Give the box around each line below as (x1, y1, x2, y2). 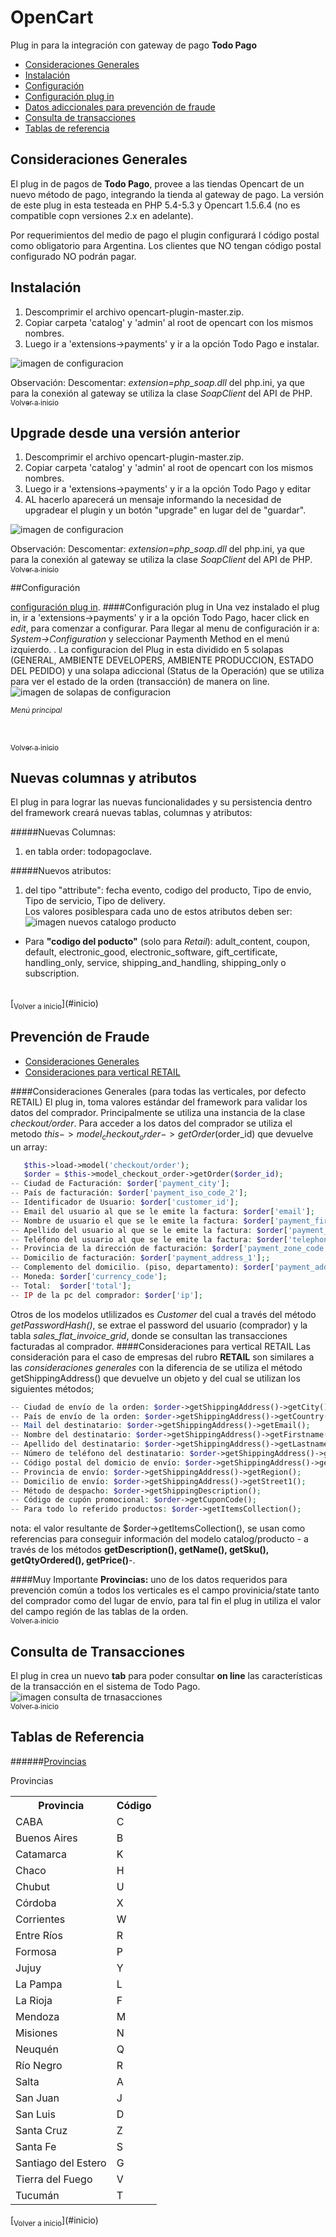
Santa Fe (15, 2139, 57, 2153)
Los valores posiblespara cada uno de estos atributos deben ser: (24, 906, 293, 918)
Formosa (15, 1944, 57, 1958)
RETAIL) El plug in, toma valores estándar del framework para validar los (10, 1096, 308, 1108)
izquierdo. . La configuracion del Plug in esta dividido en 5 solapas (10, 644, 284, 656)
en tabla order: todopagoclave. (24, 846, 153, 858)
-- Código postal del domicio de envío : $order (10, 1457, 213, 1468)
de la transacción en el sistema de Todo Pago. (10, 1681, 201, 1693)
